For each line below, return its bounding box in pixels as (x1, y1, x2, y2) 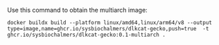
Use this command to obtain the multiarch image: (7, 6, 148, 14)
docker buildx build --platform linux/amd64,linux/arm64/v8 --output (7, 19, 213, 26)
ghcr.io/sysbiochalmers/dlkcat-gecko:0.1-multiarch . (7, 31, 166, 38)
